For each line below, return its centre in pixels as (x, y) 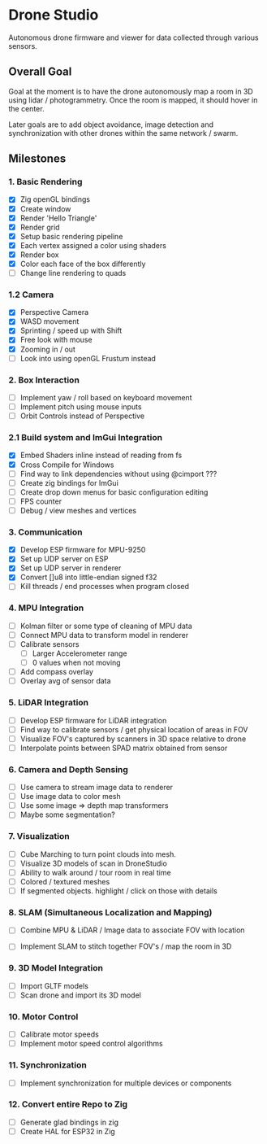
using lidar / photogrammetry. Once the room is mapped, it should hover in (133, 100)
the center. (26, 108)
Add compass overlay (56, 672)
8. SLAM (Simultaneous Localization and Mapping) (110, 912)
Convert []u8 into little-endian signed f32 (88, 577)
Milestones (37, 159)
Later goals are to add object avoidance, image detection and (111, 124)
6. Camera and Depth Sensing (68, 769)
